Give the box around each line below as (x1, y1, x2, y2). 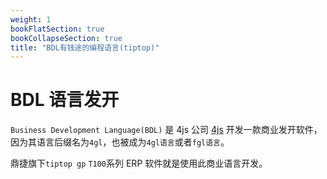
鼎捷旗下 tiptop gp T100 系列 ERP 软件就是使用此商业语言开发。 (10, 157, 268, 170)
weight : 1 (10, 14, 52, 25)
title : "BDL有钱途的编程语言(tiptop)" (10, 42, 160, 53)
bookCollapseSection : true (10, 33, 123, 43)
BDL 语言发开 (10, 89, 120, 111)
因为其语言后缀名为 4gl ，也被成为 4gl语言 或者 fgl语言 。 (10, 136, 230, 148)
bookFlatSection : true (10, 24, 105, 34)
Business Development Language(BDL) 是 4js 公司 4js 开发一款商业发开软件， (10, 124, 323, 136)
